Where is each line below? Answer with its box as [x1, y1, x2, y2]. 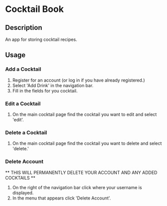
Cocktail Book [5, 3, 64, 15]
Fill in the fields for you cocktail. [12, 88, 78, 94]
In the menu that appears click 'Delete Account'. [12, 195, 111, 201]
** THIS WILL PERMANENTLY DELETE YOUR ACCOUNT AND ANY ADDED [5, 169, 158, 175]
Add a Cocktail [5, 66, 41, 73]
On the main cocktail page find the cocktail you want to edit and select [12, 111, 157, 117]
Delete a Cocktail [5, 129, 47, 136]
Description [5, 23, 42, 32]
